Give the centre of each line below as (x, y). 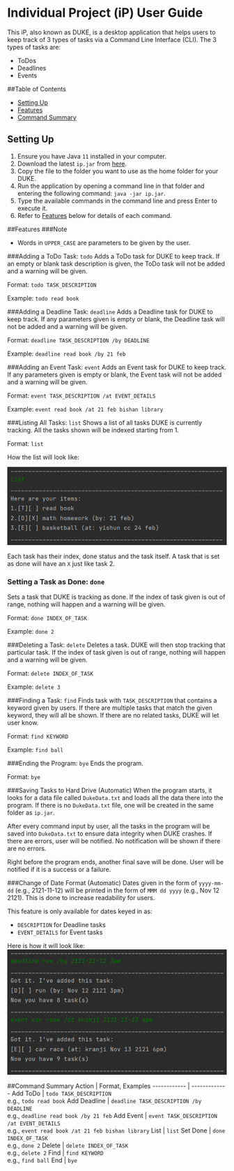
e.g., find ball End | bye (42, 1161)
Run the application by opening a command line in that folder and (111, 186)
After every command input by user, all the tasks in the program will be (109, 826)
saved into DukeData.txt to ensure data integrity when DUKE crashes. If (110, 834)
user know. (23, 722)
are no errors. (27, 848)
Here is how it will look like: (46, 945)
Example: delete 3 (34, 687)
